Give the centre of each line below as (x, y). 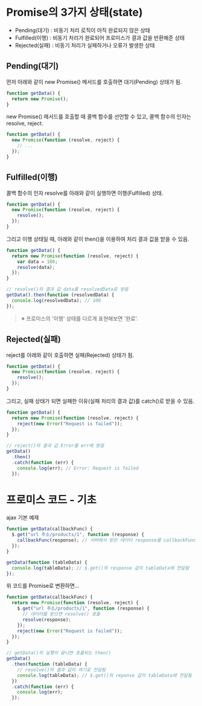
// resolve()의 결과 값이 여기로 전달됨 (62, 670)
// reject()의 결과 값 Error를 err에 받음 (55, 446)
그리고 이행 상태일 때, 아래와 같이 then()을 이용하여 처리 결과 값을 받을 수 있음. (98, 239)
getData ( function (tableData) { (47, 562)
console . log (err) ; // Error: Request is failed (78, 468)
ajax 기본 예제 (23, 518)
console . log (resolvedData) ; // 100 (56, 300)
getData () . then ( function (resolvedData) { (60, 295)
